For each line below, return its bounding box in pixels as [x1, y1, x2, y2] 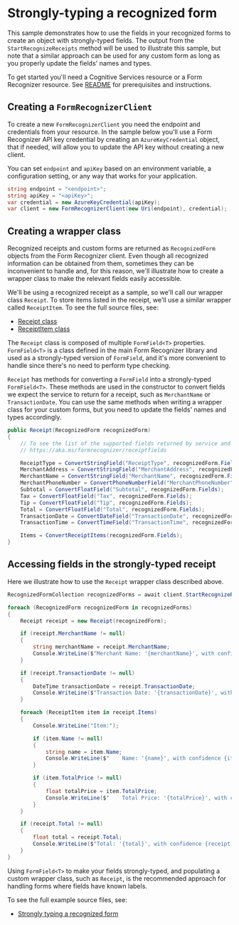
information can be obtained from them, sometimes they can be [7, 259, 194, 268]
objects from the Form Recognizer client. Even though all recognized [7, 252, 208, 260]
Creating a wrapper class [7, 225, 121, 237]
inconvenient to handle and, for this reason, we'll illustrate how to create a [7, 267, 224, 275]
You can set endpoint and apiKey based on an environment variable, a [7, 164, 212, 173]
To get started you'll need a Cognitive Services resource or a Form [7, 73, 203, 81]
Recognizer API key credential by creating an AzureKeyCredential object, [7, 135, 221, 143]
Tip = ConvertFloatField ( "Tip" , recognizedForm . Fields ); [20, 499, 193, 506]
